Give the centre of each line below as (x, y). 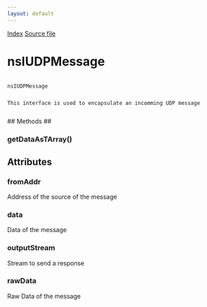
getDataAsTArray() (40, 140)
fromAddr (24, 181)
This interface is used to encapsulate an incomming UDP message (104, 103)
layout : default (31, 14)
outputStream (31, 248)
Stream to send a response (46, 263)
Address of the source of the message (62, 197)
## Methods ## (30, 122)
